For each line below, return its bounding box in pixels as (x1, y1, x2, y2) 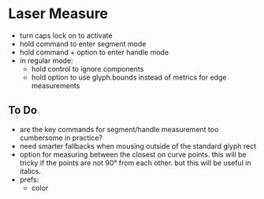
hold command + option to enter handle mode (19, 47, 169, 57)
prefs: (19, 175, 39, 184)
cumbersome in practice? (19, 133, 103, 142)
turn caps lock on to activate (19, 31, 113, 40)
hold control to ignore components (31, 64, 144, 73)
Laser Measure (8, 5, 109, 23)
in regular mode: (19, 56, 73, 65)
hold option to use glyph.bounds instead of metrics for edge (31, 72, 227, 82)
